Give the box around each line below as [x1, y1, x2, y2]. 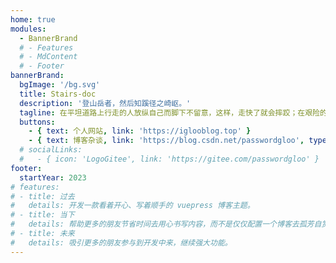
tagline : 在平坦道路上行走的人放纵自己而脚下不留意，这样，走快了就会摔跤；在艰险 [19, 107, 320, 118]
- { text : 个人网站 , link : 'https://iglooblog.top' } [28, 126, 252, 136]
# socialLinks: [19, 145, 83, 155]
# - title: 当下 [10, 210, 75, 220]
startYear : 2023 [19, 172, 87, 183]
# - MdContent [19, 52, 78, 62]
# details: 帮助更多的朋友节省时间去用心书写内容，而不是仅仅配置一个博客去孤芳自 [10, 219, 322, 230]
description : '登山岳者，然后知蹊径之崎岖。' [19, 98, 192, 108]
